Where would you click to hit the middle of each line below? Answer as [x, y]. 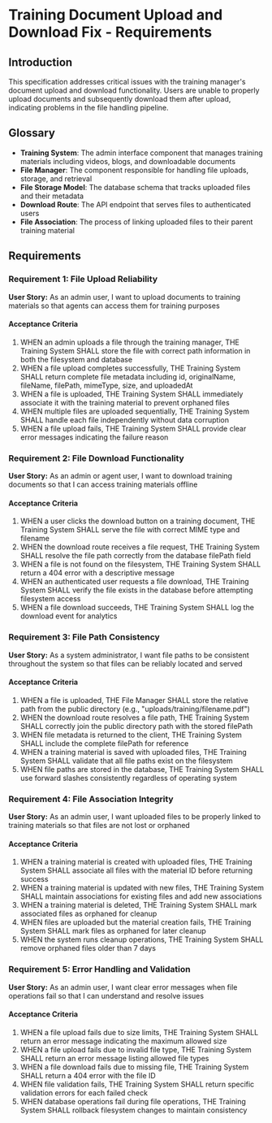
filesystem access [50, 599]
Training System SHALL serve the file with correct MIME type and [130, 530]
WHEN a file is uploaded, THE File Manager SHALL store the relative [134, 700]
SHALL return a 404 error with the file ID [88, 1075]
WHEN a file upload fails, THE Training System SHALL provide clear [133, 428]
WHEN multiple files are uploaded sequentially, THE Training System [135, 411]
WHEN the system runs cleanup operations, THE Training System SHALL [142, 939]
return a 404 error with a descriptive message [97, 573]
